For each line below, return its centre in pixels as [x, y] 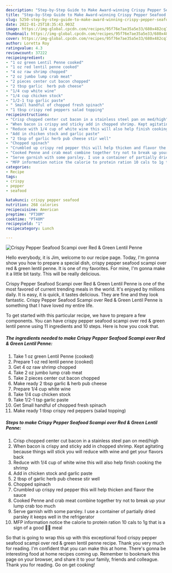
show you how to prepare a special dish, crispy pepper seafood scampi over [86, 263]
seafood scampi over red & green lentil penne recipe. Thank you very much [85, 543]
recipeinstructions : [28, 115]
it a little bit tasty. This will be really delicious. [53, 274]
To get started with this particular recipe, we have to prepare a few [76, 315]
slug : [11, 19]
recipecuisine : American [32, 210]
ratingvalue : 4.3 [24, 48]
